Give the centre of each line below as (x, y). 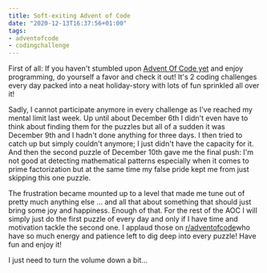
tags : (17, 31)
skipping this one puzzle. (50, 178)
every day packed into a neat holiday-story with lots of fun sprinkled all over (134, 86)
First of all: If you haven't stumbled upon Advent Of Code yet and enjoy (126, 68)
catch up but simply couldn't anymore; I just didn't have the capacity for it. (131, 144)
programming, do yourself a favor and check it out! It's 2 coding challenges (133, 77)
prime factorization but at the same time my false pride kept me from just (129, 169)
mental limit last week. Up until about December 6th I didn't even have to (128, 118)
